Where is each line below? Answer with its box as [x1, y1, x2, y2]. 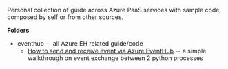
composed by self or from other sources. [7, 13, 124, 21]
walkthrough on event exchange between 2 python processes [27, 54, 203, 62]
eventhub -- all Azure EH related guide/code [17, 40, 143, 47]
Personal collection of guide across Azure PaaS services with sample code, [7, 6, 222, 14]
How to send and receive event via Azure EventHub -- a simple [27, 47, 207, 55]
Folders [7, 27, 30, 34]
